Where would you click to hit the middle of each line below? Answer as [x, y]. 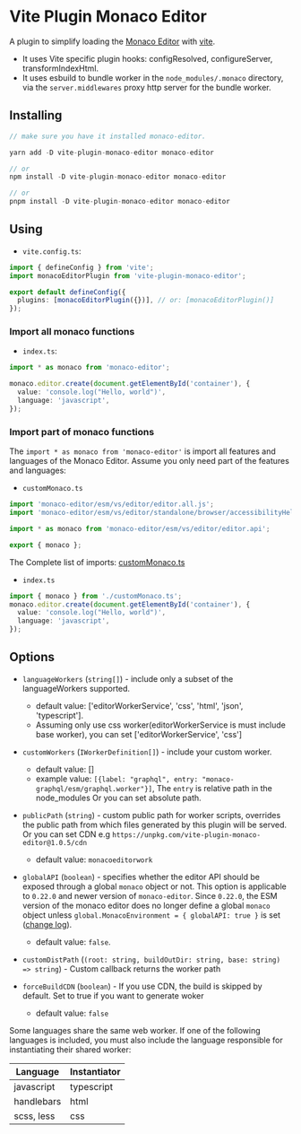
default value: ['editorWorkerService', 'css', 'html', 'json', [139, 705]
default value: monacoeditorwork [94, 859]
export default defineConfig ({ [68, 292]
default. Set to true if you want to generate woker [113, 995]
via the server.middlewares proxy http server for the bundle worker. [146, 87]
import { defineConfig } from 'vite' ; [82, 267]
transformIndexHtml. [60, 68]
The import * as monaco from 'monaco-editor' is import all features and [142, 451]
